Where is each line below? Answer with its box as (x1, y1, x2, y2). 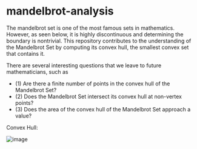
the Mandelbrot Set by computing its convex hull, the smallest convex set (6, 44, 189, 51)
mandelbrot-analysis (6, 4, 114, 18)
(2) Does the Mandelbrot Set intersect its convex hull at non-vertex (15, 93, 182, 100)
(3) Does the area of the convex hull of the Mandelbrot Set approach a (15, 105, 191, 113)
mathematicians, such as (6, 68, 68, 75)
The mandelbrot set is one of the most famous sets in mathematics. (6, 24, 175, 31)
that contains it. (6, 50, 45, 57)
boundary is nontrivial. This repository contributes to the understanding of (6, 37, 192, 44)
